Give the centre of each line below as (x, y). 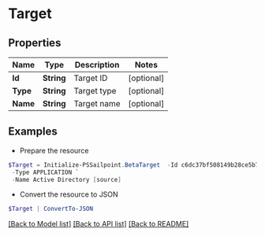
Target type (95, 91)
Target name (97, 103)
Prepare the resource (54, 150)
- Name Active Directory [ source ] (67, 179)
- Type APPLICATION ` (45, 172)
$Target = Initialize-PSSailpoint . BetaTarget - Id (93, 165)
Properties (35, 43)
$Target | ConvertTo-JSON (50, 209)
